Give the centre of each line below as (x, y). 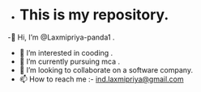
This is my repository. (94, 15)
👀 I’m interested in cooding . (66, 52)
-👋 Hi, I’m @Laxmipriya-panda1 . (61, 37)
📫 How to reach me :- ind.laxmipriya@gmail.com (101, 79)
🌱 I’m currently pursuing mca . (70, 61)
